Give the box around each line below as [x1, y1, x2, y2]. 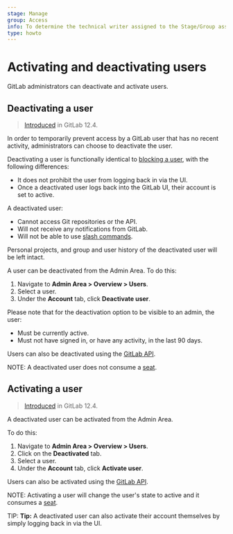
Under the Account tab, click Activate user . [17, 464, 144, 472]
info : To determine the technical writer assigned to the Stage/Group [7, 23, 216, 30]
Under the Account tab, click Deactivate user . [17, 295, 151, 302]
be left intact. [7, 253, 45, 261]
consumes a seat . [7, 498, 58, 506]
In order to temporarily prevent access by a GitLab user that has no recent [7, 135, 219, 142]
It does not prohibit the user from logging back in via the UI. [17, 176, 189, 184]
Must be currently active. [17, 329, 89, 337]
